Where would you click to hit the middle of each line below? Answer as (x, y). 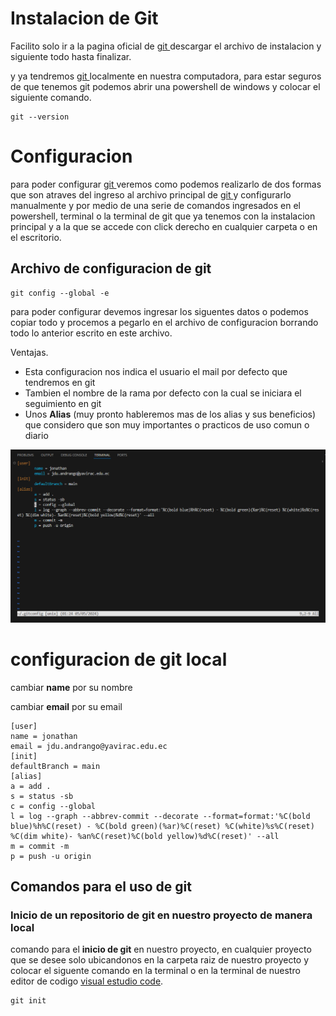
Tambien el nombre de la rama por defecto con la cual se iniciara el (163, 393)
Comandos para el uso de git (101, 887)
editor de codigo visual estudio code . (87, 981)
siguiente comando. (51, 97)
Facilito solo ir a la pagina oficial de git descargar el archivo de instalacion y (166, 46)
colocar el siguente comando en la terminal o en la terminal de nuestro (155, 971)
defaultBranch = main (55, 766)
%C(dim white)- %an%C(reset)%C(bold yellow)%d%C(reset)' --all (145, 836)
